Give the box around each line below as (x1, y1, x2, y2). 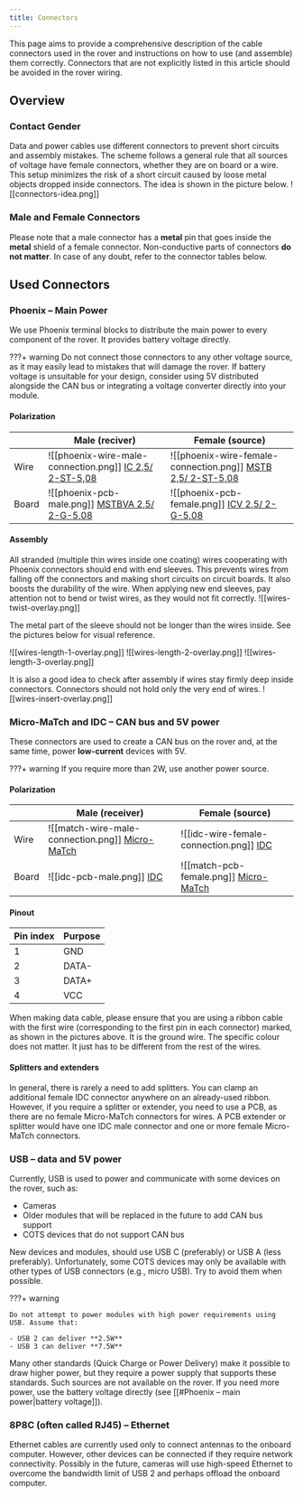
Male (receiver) (76, 807, 144, 819)
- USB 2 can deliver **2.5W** (9, 1333, 124, 1343)
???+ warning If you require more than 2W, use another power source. (9, 763, 270, 773)
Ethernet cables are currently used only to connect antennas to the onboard (9, 1439, 291, 1450)
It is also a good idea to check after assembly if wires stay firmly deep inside (9, 674, 294, 685)
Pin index (14, 930, 55, 942)
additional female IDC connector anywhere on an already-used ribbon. (9, 1091, 271, 1102)
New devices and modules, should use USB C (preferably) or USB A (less (9, 1246, 281, 1257)
